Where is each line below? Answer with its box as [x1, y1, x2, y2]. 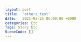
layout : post [5, 7, 31, 12]
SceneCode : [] [5, 29, 34, 34]
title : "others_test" [5, 12, 51, 16]
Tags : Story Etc [5, 25, 38, 30]
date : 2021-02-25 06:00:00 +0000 [5, 16, 77, 21]
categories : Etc [5, 20, 38, 26]
